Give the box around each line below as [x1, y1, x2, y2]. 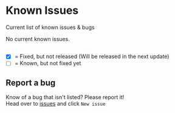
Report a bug [5, 77, 56, 88]
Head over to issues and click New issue [5, 100, 106, 108]
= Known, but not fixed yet [14, 60, 81, 67]
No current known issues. [5, 35, 70, 42]
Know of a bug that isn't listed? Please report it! [5, 94, 125, 101]
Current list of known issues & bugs [5, 24, 95, 31]
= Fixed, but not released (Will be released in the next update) [14, 53, 170, 60]
